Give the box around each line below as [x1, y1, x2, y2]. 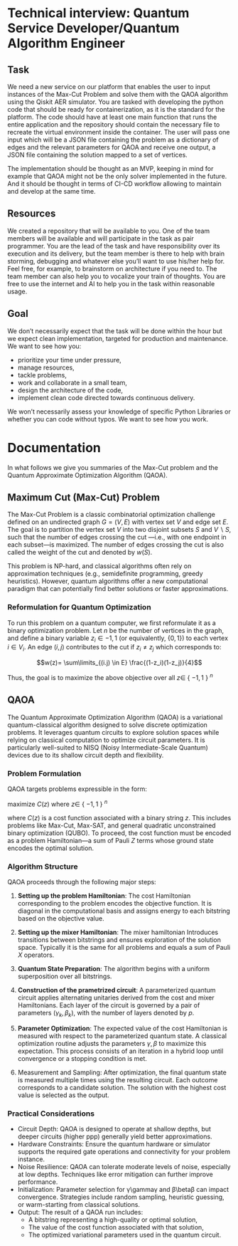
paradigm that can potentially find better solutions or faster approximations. [7, 585, 229, 593]
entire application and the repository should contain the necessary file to [7, 120, 220, 129]
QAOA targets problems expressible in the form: [7, 785, 148, 793]
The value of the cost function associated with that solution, [28, 1223, 204, 1232]
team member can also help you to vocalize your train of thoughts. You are [7, 272, 226, 281]
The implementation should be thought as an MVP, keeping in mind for [7, 164, 214, 172]
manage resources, [17, 363, 75, 372]
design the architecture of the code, [17, 386, 123, 394]
